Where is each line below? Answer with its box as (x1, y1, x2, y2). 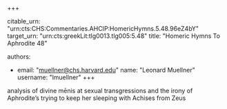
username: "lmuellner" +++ (17, 73, 95, 81)
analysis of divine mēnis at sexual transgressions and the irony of (7, 87, 193, 95)
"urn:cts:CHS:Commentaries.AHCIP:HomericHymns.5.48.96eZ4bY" (7, 25, 199, 32)
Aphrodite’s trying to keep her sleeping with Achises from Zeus (7, 94, 186, 102)
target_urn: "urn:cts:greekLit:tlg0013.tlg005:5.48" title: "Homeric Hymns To (7, 32, 221, 40)
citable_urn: (7, 17, 41, 25)
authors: (7, 52, 31, 61)
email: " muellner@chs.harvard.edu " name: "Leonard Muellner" (17, 66, 195, 74)
